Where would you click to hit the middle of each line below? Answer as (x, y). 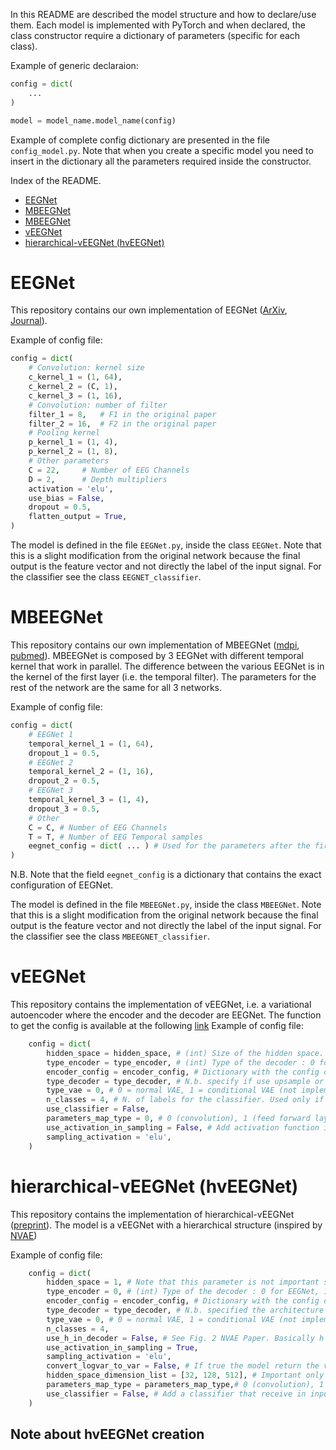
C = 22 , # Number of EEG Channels (109, 470)
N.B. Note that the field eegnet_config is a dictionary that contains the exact (166, 875)
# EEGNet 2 (51, 762)
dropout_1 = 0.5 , (64, 753)
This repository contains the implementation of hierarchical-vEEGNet (152, 1214)
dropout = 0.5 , (60, 507)
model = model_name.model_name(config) (93, 120)
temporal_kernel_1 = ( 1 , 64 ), (91, 744)
